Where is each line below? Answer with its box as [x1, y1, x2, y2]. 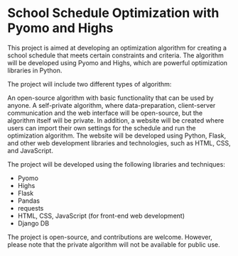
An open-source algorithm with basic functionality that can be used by [7, 94, 215, 102]
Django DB [17, 218, 50, 228]
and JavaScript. [7, 146, 53, 155]
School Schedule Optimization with [7, 5, 220, 21]
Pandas [17, 196, 40, 205]
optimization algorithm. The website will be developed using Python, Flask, [7, 131, 227, 140]
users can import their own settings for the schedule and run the [7, 123, 196, 132]
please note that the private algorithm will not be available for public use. [7, 240, 220, 249]
